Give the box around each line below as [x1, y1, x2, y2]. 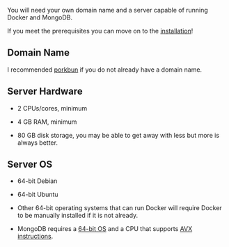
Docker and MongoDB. [7, 13, 73, 22]
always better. [17, 138, 58, 147]
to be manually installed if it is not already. [17, 212, 139, 220]
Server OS [7, 159, 53, 170]
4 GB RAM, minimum [17, 118, 77, 126]
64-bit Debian [17, 177, 58, 185]
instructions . [17, 232, 54, 241]
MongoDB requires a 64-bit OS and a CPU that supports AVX [17, 225, 193, 233]
